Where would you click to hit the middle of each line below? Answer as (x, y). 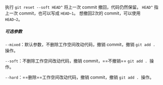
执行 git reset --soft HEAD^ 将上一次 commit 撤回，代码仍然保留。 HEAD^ (79, 7)
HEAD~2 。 (14, 19)
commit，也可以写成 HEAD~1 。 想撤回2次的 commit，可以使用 (80, 13)
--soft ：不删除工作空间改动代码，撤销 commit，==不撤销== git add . (76, 61)
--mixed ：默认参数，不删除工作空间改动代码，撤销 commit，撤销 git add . (80, 44)
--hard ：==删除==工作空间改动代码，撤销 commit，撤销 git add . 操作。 (80, 77)
